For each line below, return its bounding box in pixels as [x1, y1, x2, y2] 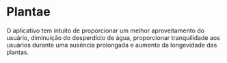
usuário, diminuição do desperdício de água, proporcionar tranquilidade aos [6, 33, 220, 41]
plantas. [6, 48, 29, 56]
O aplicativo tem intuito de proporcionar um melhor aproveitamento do [6, 26, 204, 35]
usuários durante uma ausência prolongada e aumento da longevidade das [6, 41, 217, 49]
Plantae [6, 4, 51, 20]
